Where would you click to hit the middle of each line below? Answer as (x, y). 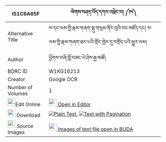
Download (28, 115)
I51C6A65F (26, 13)
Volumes (18, 94)
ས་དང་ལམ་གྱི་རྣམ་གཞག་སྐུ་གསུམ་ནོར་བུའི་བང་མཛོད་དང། (97, 28)
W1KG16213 (64, 71)
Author (16, 59)
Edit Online (28, 104)
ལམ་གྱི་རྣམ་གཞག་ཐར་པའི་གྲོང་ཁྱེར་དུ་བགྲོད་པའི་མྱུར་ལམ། (98, 42)
